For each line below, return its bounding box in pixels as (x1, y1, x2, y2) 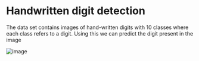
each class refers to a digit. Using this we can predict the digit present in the (6, 30, 194, 37)
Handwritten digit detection (6, 4, 146, 18)
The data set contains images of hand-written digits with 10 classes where (6, 24, 189, 31)
